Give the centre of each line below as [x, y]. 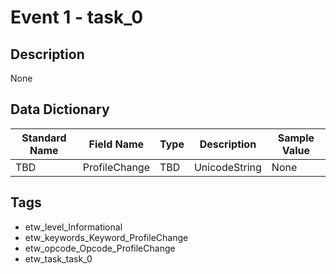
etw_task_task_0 [58, 258]
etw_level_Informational [73, 227]
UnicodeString [227, 167]
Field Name [116, 144]
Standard [44, 138]
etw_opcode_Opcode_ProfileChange [100, 248]
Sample [296, 138]
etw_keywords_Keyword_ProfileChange [106, 237]
